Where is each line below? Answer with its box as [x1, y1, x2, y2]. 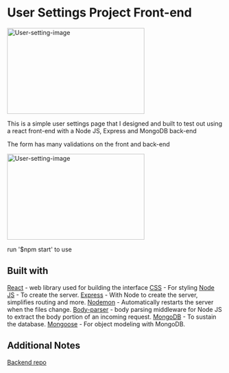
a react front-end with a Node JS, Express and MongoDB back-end [7, 126, 197, 135]
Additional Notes [7, 340, 81, 352]
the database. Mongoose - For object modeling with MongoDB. [7, 319, 186, 328]
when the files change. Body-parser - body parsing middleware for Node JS [7, 305, 222, 313]
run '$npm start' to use [7, 245, 72, 253]
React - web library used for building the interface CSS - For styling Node [7, 283, 215, 291]
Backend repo [7, 358, 47, 366]
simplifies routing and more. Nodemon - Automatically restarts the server [7, 297, 214, 306]
